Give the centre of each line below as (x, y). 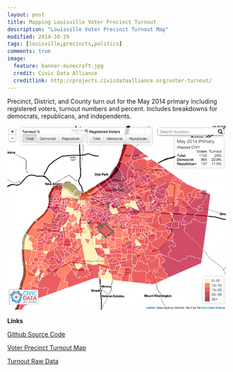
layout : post (26, 15)
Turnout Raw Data (33, 361)
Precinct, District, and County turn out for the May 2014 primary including (112, 101)
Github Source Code (36, 334)
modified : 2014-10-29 (38, 37)
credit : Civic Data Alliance (55, 73)
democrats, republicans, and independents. (69, 116)
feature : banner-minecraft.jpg (59, 66)
